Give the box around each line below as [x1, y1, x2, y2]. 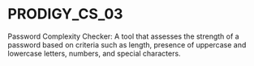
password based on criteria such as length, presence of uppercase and [7, 39, 247, 49]
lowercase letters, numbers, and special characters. [7, 48, 181, 58]
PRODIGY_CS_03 [7, 5, 123, 23]
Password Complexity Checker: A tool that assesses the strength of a [7, 31, 240, 41]
